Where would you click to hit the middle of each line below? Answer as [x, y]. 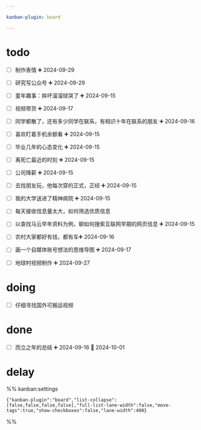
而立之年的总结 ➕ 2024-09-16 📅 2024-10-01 [70, 347]
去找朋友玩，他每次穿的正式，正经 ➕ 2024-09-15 [76, 185]
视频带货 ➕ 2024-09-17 [44, 108]
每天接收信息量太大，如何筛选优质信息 [62, 211]
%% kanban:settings [32, 389]
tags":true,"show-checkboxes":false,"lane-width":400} [77, 410]
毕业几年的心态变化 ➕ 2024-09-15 [57, 147]
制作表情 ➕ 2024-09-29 [45, 69]
